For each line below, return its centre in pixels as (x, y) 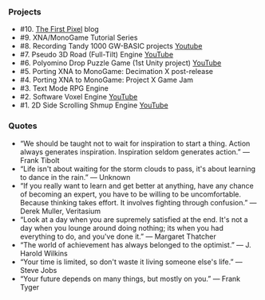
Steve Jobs (38, 270)
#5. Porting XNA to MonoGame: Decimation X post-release (117, 72)
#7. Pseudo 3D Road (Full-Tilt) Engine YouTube (97, 55)
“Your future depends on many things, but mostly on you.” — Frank (130, 279)
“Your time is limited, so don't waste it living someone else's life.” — (131, 262)
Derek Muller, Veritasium (60, 211)
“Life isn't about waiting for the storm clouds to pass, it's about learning (137, 169)
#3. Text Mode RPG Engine (64, 88)
